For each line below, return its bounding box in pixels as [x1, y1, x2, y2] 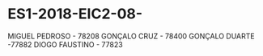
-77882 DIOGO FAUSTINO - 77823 [7, 39, 123, 49]
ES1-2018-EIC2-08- [7, 5, 143, 23]
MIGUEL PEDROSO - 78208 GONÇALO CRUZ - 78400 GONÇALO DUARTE [7, 31, 256, 41]
